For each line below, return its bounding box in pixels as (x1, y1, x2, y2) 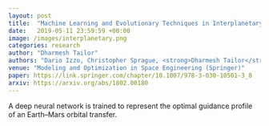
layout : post (8, 11, 52, 20)
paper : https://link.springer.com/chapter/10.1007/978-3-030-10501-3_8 (8, 71, 252, 79)
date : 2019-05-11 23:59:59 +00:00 (8, 26, 130, 35)
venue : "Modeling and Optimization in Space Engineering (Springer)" (8, 64, 246, 72)
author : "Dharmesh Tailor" (8, 49, 98, 57)
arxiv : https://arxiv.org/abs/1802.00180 (8, 79, 149, 87)
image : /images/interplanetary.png (8, 34, 127, 43)
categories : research (8, 42, 81, 50)
